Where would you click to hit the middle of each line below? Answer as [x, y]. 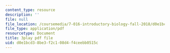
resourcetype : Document [30, 33]
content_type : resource [30, 10]
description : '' [22, 15]
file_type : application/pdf [35, 29]
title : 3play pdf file [29, 38]
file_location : [21, 24]
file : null [17, 19]
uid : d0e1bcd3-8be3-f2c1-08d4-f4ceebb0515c [52, 43]
